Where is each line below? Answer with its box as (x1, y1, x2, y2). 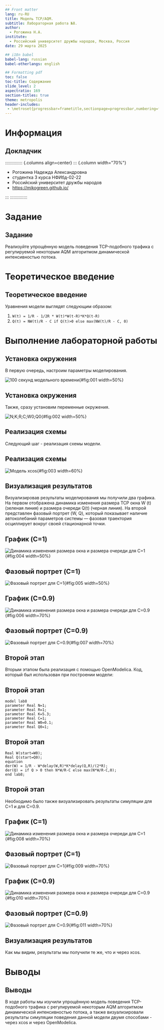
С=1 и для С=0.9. (5, 803, 40, 809)
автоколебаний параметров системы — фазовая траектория (5, 515, 132, 521)
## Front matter (5, 7, 38, 12)
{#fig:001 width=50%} (79, 377, 124, 383)
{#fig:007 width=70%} (69, 639, 114, 645)
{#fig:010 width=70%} (5, 895, 50, 901)
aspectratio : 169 (5, 88, 41, 93)
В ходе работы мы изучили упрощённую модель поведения (5, 999, 130, 1005)
